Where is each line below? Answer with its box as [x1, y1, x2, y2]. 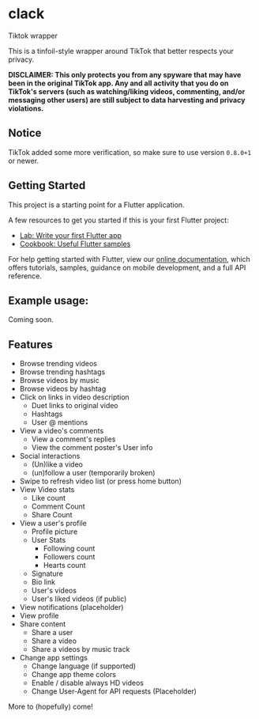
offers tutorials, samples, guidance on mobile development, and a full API [8, 263, 246, 272]
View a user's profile [19, 519, 87, 528]
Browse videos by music [19, 376, 100, 385]
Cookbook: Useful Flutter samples [19, 239, 131, 248]
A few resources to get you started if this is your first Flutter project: [8, 215, 229, 225]
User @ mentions [31, 418, 88, 427]
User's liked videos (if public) [31, 594, 127, 604]
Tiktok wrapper [8, 31, 58, 40]
